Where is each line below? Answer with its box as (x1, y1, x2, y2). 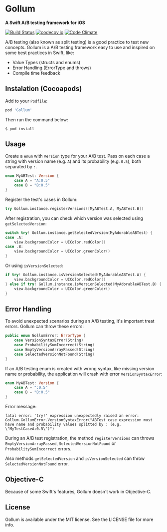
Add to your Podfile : (5, 98, 48, 104)
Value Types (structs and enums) (12, 59, 81, 65)
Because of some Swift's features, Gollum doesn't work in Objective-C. (5, 488, 152, 494)
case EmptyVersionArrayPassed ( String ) (14, 347, 95, 352)
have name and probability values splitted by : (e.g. (5, 422, 122, 427)
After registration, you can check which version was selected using (5, 215, 144, 221)
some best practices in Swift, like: (5, 50, 74, 56)
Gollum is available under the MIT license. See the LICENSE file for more (5, 516, 154, 522)
